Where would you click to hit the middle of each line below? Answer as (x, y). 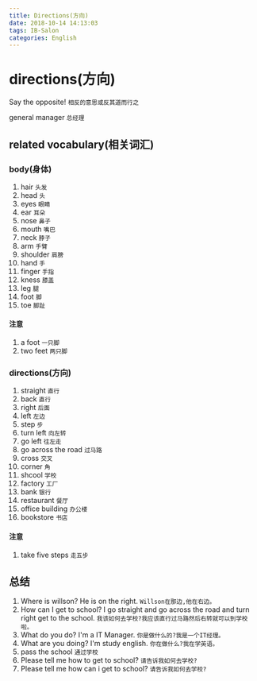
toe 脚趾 (33, 305)
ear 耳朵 (33, 212)
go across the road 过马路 (61, 450)
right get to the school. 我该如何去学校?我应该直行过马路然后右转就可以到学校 (134, 618)
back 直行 (35, 399)
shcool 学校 (38, 475)
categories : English (43, 38)
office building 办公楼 (54, 509)
